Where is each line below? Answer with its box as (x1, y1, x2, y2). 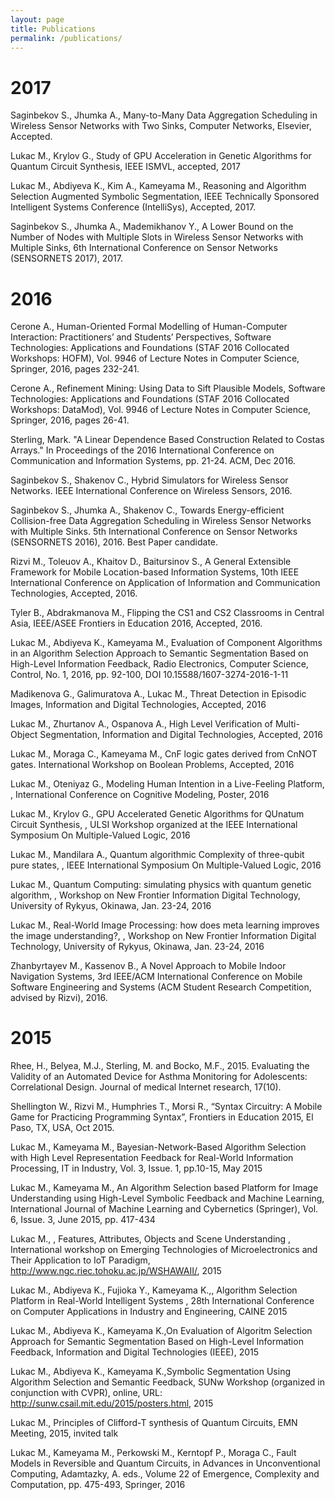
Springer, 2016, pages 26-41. (10, 414, 130, 426)
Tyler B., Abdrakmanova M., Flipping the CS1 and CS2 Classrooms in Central (10, 607, 325, 619)
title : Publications (10, 24, 97, 34)
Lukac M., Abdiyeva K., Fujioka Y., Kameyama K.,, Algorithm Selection (10, 1284, 298, 1296)
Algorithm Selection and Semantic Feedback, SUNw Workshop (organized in (10, 1376, 325, 1388)
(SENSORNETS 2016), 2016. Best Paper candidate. (10, 536, 219, 548)
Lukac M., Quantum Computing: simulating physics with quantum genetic (10, 879, 312, 891)
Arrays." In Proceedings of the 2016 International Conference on (10, 444, 275, 456)
